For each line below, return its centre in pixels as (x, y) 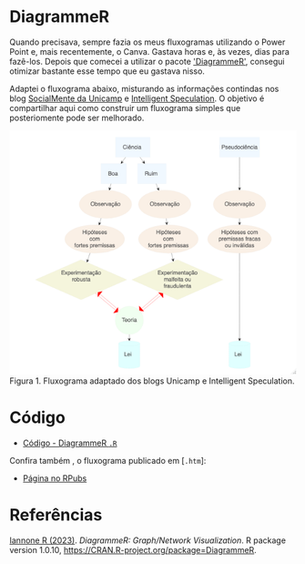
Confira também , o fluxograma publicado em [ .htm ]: (108, 461)
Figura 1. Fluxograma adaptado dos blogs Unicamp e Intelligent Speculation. (152, 381)
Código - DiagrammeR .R (70, 443)
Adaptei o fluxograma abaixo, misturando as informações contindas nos (144, 88)
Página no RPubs (55, 478)
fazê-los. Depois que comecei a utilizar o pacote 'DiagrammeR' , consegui (147, 61)
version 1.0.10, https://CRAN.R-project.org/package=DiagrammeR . (133, 549)
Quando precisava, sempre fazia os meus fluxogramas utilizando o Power (147, 42)
